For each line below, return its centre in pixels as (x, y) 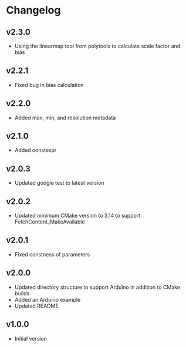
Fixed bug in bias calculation (49, 85)
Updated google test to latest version (59, 183)
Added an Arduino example (48, 299)
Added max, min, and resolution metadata (65, 118)
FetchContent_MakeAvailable (50, 222)
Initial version (31, 338)
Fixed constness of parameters (52, 254)
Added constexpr (35, 150)
